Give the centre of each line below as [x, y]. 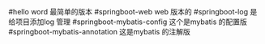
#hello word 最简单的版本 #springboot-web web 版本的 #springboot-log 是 [133, 12]
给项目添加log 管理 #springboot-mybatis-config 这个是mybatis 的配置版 [128, 22]
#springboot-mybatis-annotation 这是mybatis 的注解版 [99, 32]
